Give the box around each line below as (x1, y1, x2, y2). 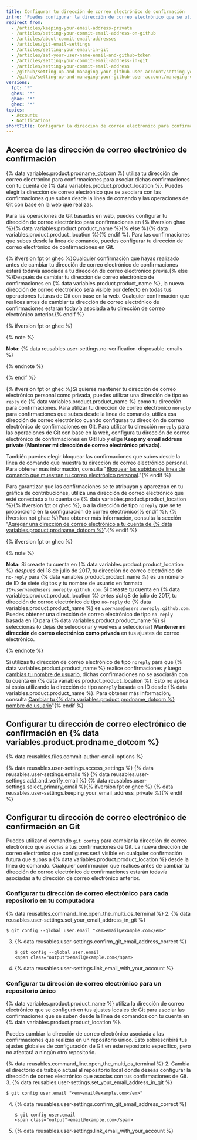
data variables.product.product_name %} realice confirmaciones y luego (6, 665, 182, 672)
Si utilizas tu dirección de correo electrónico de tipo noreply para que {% (6, 658, 182, 665)
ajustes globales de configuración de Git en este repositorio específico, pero (6, 1043, 191, 1050)
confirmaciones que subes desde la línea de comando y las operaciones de (6, 194, 189, 201)
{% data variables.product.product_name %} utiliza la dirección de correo (6, 1000, 185, 1007)
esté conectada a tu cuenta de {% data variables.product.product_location (6, 495, 186, 502)
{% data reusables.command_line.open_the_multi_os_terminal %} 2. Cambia (6, 1060, 190, 1067)
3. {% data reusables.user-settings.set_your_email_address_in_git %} (6, 1079, 173, 1086)
